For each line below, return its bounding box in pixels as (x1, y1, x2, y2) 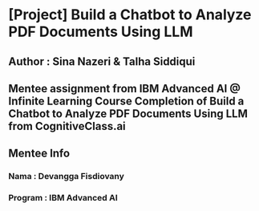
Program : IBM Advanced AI (8, 193, 118, 204)
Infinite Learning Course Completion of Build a (8, 94, 245, 108)
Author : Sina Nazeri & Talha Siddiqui (8, 55, 196, 68)
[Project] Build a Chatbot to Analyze (8, 6, 252, 24)
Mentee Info (8, 147, 71, 160)
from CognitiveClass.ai (8, 119, 126, 133)
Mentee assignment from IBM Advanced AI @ (8, 82, 241, 95)
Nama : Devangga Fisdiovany (8, 171, 124, 182)
